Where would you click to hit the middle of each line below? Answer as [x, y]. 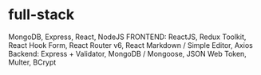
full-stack [41, 15]
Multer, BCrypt [32, 62]
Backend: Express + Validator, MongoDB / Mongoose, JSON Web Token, [128, 53]
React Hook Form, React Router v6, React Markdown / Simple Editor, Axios [130, 45]
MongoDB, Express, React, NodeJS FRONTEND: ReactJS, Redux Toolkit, [127, 37]
